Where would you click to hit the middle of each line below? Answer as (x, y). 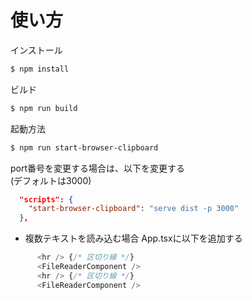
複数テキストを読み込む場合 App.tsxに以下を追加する (133, 238)
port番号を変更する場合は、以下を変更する (98, 168)
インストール (36, 50)
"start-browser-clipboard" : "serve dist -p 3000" (134, 209)
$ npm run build (44, 108)
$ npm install (40, 69)
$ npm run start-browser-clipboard (84, 147)
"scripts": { (46, 199)
